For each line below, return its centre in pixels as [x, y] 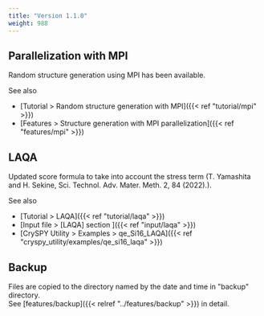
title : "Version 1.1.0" [48, 16]
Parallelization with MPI [68, 56]
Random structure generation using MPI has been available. [107, 75]
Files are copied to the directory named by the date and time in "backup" [129, 286]
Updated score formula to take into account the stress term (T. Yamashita [130, 177]
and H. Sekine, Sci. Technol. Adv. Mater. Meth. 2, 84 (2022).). [110, 185]
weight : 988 [28, 23]
